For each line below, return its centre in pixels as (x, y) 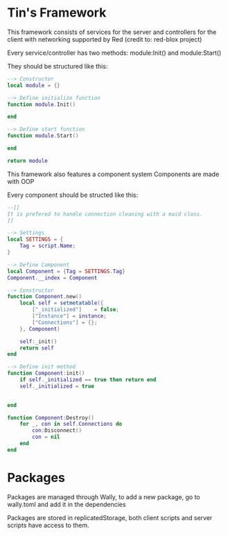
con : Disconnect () (57, 431)
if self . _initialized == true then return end (88, 380)
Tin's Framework (57, 13)
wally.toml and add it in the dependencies (67, 504)
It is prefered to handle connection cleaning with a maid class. (105, 214)
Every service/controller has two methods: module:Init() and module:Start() (114, 53)
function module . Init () (42, 104)
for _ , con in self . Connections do (71, 424)
